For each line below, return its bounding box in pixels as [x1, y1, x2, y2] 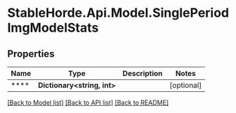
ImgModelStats [7, 20, 99, 36]
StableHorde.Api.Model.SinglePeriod [7, 5, 230, 21]
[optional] [169, 81, 202, 90]
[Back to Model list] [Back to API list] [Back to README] [7, 98, 169, 107]
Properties [7, 48, 55, 60]
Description [122, 69, 163, 78]
